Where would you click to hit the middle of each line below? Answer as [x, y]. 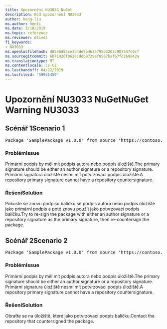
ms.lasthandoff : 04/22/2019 [34, 70]
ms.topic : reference [27, 33]
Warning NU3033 [42, 110]
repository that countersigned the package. [50, 321]
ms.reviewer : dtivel [27, 38]
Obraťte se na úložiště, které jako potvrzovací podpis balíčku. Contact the [80, 316]
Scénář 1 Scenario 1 [35, 129]
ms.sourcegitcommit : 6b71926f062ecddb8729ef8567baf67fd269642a [72, 56]
